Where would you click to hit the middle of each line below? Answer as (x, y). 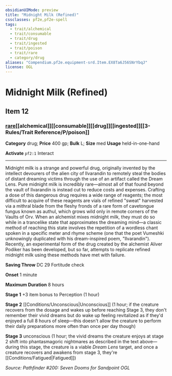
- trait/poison (26, 48)
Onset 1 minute (21, 275)
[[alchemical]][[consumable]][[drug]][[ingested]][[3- (83, 126)
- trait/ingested (28, 43)
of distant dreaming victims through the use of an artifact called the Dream (84, 179)
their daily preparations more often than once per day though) (71, 326)
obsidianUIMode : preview (32, 10)
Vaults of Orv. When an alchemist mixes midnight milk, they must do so (80, 217)
